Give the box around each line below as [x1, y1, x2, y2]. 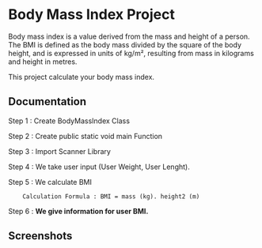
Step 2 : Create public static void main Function [8, 131, 163, 141]
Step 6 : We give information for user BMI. [8, 206, 149, 216]
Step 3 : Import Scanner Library [8, 146, 111, 156]
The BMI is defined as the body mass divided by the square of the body [8, 39, 242, 49]
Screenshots [8, 229, 73, 242]
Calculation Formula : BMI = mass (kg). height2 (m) [22, 192, 200, 201]
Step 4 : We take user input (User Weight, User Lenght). [8, 162, 190, 171]
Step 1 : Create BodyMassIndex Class [8, 116, 131, 126]
